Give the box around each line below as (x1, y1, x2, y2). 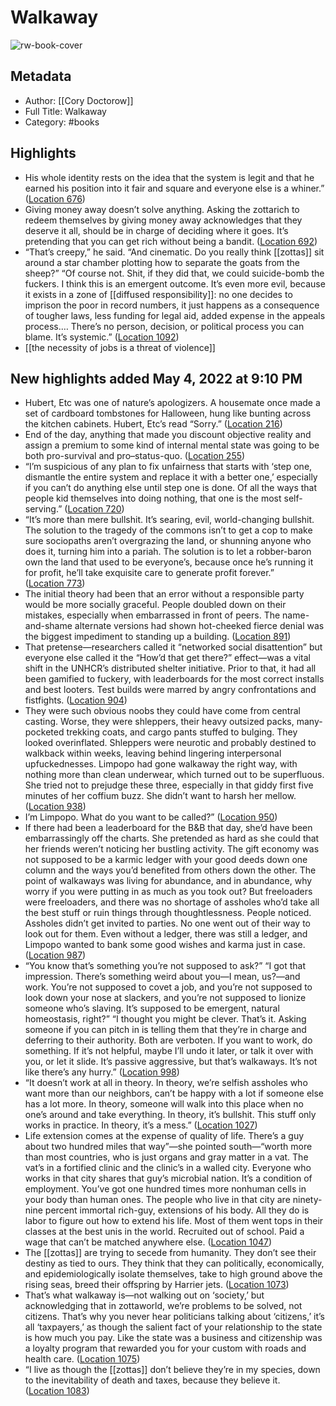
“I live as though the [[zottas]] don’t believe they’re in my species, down (24, 1364, 321, 1376)
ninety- (292, 1194, 323, 1206)
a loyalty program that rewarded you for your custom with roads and (24, 1342, 307, 1355)
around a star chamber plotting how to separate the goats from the (24, 256, 301, 268)
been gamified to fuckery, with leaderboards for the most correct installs (24, 673, 325, 685)
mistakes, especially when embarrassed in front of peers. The (24, 609, 281, 621)
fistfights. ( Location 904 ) (24, 694, 128, 706)
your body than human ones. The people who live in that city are (24, 1194, 291, 1206)
